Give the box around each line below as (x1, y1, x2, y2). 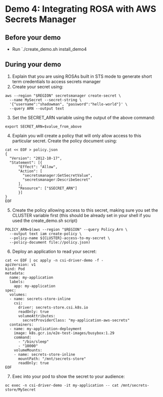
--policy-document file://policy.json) (9, 240, 91, 245)
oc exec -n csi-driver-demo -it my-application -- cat (5, 383, 119, 388)
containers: (9, 322, 34, 327)
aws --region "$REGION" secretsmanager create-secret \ (5, 93, 121, 98)
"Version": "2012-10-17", (9, 155, 62, 161)
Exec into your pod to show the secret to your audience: (12, 373, 125, 379)
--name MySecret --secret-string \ (9, 97, 82, 102)
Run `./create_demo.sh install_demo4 (12, 46, 87, 52)
